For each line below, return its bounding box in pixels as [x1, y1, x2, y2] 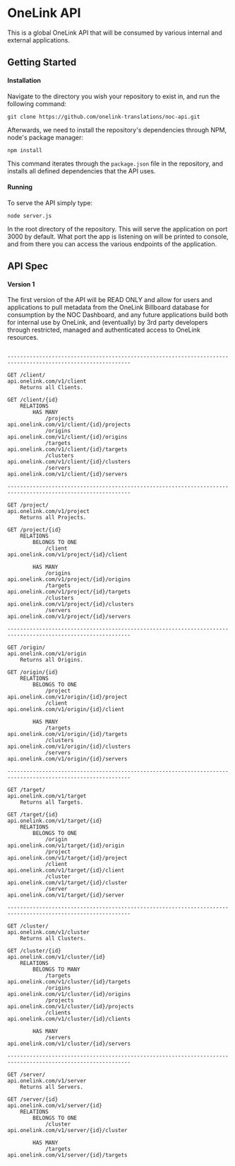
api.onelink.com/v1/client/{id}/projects [7, 421, 131, 429]
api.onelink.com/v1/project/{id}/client [7, 551, 128, 558]
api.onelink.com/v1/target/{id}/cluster [7, 879, 128, 887]
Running [7, 183, 33, 192]
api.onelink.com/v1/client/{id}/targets [7, 446, 128, 454]
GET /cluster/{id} [7, 947, 61, 954]
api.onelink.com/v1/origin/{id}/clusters [7, 743, 131, 751]
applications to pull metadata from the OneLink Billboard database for [7, 303, 210, 312]
